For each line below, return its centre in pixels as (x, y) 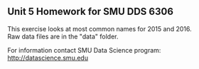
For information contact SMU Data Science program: (84, 50)
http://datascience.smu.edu (48, 58)
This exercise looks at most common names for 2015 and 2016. (99, 28)
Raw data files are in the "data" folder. (63, 36)
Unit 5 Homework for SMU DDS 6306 (91, 12)
